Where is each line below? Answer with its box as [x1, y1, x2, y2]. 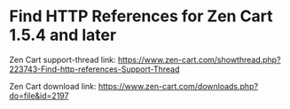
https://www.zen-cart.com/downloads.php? [98, 81, 259, 91]
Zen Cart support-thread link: [9, 54, 117, 65]
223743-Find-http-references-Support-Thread [9, 64, 180, 74]
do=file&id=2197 [9, 90, 69, 101]
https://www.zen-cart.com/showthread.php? [118, 54, 281, 65]
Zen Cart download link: [9, 81, 97, 91]
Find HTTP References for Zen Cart [9, 6, 273, 27]
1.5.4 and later [9, 25, 117, 45]
